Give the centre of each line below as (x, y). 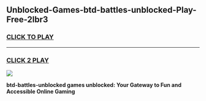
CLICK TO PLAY (30, 37)
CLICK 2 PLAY (28, 60)
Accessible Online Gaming (41, 91)
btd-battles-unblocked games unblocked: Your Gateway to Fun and (94, 84)
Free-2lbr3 (27, 20)
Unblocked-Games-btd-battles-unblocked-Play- (101, 10)
